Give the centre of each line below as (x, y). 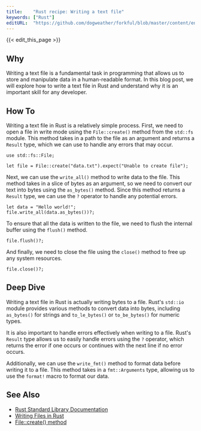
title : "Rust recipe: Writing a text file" (65, 12)
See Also (23, 395)
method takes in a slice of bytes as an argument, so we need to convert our (99, 183)
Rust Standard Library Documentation (61, 409)
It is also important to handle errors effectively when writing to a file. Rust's (99, 332)
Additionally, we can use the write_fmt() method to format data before (93, 363)
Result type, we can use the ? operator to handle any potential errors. (92, 196)
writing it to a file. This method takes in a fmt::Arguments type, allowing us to (100, 369)
